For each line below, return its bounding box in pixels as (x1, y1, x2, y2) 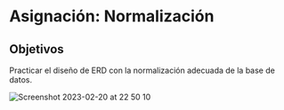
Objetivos (9, 42, 64, 57)
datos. (9, 75, 33, 85)
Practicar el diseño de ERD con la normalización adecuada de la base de (9, 65, 276, 75)
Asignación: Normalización (9, 6, 215, 27)
